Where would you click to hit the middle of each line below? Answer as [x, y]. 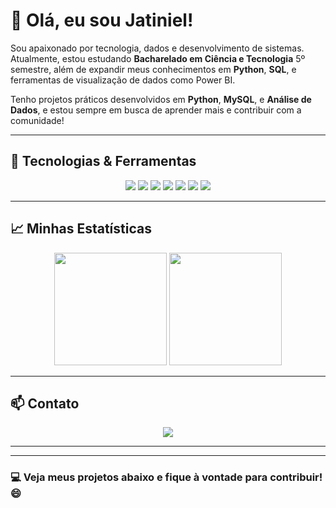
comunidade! [37, 120]
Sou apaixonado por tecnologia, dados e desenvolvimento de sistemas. [157, 48]
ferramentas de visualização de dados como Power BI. [123, 80]
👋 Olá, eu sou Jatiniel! [102, 20]
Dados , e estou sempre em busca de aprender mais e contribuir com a [156, 110]
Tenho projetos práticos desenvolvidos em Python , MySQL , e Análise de [161, 99]
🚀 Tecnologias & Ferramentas [103, 161]
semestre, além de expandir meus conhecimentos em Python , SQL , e [153, 69]
